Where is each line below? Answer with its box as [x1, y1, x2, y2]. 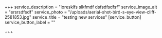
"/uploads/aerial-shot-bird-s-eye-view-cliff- [68, 9, 157, 15]
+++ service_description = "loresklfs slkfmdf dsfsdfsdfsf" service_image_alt [4, 4, 158, 10]
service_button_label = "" [4, 19, 55, 25]
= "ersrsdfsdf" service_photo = [4, 9, 67, 15]
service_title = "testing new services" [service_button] [32, 14, 142, 20]
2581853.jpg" [4, 14, 32, 20]
